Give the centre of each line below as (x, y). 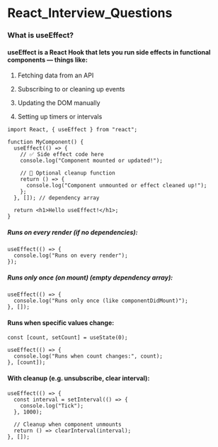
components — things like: (48, 60)
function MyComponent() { (45, 142)
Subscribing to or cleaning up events (71, 89)
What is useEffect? (41, 35)
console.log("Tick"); (52, 406)
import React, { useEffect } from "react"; (73, 130)
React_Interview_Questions (90, 13)
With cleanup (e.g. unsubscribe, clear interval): (79, 378)
